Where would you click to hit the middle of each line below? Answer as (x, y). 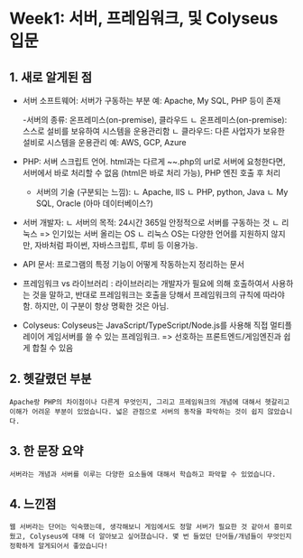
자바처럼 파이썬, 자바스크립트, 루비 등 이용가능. (116, 245)
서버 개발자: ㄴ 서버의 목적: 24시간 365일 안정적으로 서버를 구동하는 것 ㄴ (151, 223)
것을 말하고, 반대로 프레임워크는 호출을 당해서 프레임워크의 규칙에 (147, 295)
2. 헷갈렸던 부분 (50, 379)
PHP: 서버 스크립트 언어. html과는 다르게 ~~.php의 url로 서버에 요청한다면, (154, 162)
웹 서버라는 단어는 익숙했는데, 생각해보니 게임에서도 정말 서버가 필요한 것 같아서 (140, 527)
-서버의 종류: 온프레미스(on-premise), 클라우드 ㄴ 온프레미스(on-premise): (155, 120)
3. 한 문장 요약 (46, 451)
